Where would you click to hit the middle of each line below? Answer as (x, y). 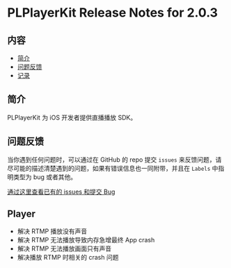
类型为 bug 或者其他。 (45, 177)
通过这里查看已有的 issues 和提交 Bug (61, 192)
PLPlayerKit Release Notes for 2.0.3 (112, 13)
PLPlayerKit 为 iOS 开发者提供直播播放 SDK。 (72, 117)
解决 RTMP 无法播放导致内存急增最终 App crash (86, 240)
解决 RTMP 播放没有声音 (52, 231)
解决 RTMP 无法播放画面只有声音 (64, 249)
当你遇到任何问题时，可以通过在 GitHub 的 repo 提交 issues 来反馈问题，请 (114, 159)
